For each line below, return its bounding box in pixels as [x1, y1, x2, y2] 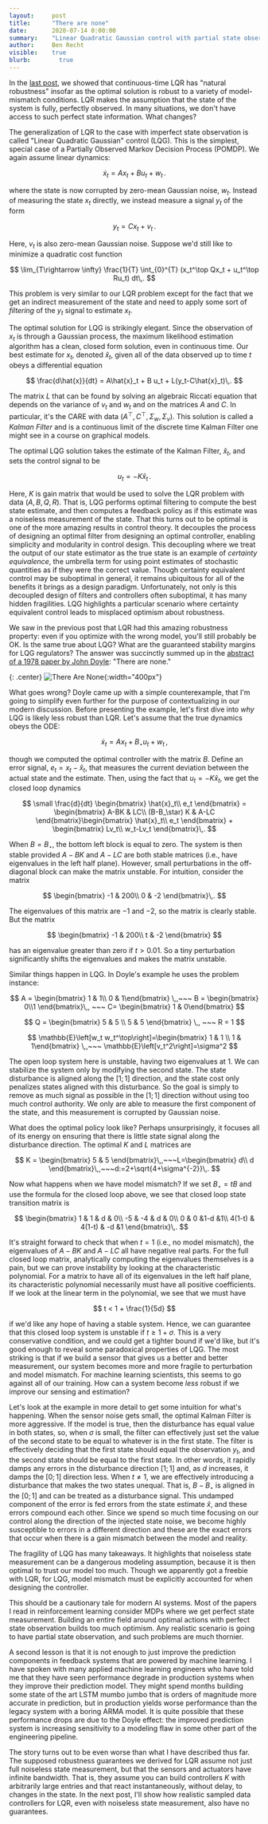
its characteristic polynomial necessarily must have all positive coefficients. [9, 1280, 256, 1289]
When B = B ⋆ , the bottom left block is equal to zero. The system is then [9, 840, 243, 851]
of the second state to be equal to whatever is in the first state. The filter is [9, 1436, 254, 1446]
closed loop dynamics [9, 783, 82, 793]
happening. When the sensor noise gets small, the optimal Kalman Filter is [9, 1411, 251, 1421]
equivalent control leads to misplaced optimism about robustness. [9, 607, 225, 618]
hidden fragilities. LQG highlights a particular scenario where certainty [9, 599, 239, 609]
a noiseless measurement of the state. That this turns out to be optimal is [9, 515, 249, 524]
